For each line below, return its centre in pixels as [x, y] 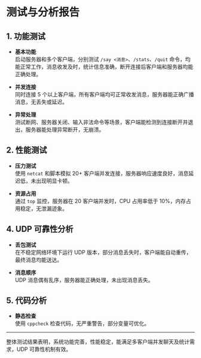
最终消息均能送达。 [39, 260]
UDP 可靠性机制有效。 [44, 349]
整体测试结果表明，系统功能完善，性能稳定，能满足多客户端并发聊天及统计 [98, 342]
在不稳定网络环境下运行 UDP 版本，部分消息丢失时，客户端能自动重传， [103, 252]
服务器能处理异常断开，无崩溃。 [65, 130]
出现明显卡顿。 [54, 181]
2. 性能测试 [27, 150]
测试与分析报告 [43, 12]
